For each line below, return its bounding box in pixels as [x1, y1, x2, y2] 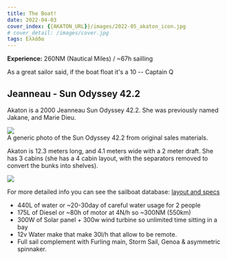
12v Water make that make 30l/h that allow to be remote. [17, 230, 177, 238]
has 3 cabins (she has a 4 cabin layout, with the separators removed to [7, 154, 208, 162]
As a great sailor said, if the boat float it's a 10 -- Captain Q [7, 68, 174, 76]
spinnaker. [17, 245, 47, 253]
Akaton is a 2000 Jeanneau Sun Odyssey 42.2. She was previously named [7, 106, 219, 114]
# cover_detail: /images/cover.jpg [7, 29, 109, 36]
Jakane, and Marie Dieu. [7, 113, 76, 121]
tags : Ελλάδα [7, 36, 45, 43]
